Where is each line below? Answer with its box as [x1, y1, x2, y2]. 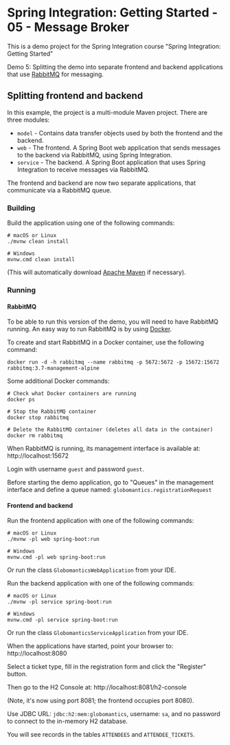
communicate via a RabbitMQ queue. [7, 186, 112, 194]
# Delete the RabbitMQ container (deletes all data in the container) [7, 426, 214, 434]
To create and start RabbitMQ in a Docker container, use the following [7, 338, 205, 346]
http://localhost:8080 [7, 649, 67, 658]
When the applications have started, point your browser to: [7, 642, 174, 650]
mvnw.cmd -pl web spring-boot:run [7, 554, 106, 561]
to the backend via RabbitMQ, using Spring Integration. [16, 151, 173, 159]
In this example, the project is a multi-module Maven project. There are [7, 108, 208, 116]
